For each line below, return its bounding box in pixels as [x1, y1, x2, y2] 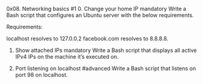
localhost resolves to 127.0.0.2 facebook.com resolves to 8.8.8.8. [6, 35, 169, 42]
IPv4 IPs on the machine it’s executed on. [15, 53, 119, 60]
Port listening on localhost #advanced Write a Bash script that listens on [15, 65, 196, 72]
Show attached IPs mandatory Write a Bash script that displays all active [15, 47, 197, 54]
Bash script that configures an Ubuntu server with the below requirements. [6, 11, 194, 19]
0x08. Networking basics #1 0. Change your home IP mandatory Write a [6, 5, 187, 12]
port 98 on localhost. [15, 71, 68, 78]
